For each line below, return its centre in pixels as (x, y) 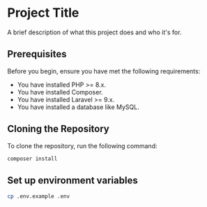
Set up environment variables (72, 180)
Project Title (43, 13)
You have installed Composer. (60, 92)
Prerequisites (37, 54)
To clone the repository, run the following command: (82, 145)
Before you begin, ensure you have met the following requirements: (104, 71)
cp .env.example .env (39, 197)
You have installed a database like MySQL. (78, 107)
